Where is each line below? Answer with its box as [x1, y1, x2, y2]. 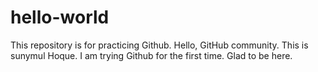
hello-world [10, 6, 110, 29]
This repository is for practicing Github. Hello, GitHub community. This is [10, 39, 309, 51]
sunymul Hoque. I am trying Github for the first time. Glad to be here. [10, 49, 293, 61]
